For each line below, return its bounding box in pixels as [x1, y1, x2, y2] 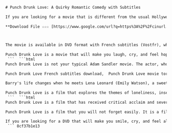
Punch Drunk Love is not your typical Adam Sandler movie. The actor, [5, 62, 159, 67]
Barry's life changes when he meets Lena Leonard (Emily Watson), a [5, 81, 155, 86]
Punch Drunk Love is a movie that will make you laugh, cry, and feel [5, 52, 159, 57]
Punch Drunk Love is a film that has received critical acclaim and [5, 100, 155, 105]
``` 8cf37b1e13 [7, 124, 40, 129]
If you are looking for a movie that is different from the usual [5, 14, 150, 20]
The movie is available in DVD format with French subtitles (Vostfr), [5, 43, 161, 48]
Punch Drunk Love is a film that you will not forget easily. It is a [5, 109, 159, 115]
